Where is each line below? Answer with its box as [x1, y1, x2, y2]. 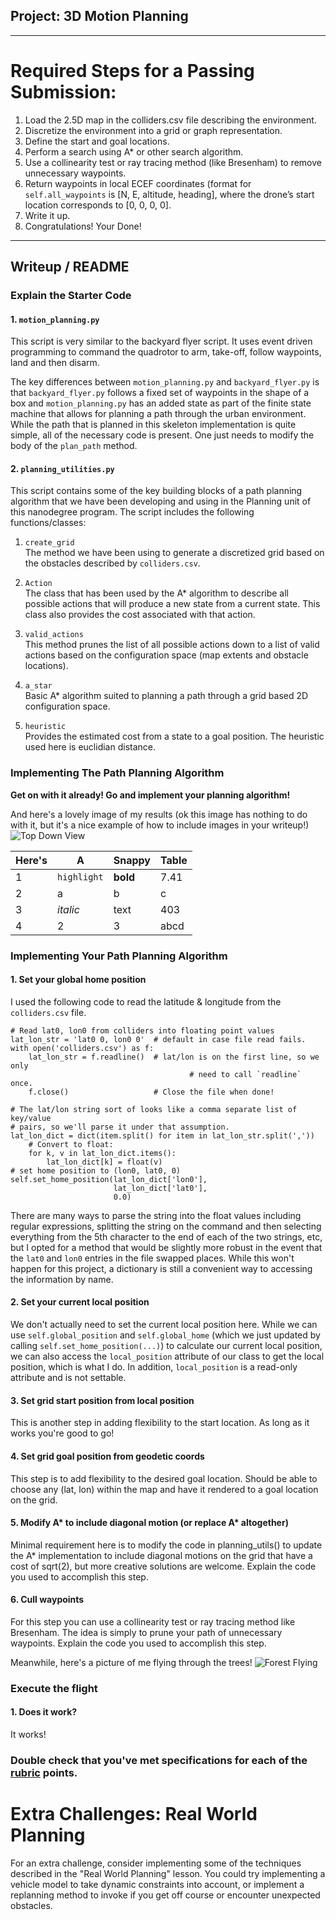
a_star [24, 681, 53, 691]
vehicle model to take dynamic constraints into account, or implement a [10, 1878, 305, 1890]
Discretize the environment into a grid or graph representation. [24, 124, 283, 136]
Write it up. [24, 209, 71, 221]
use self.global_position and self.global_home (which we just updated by [10, 1329, 321, 1341]
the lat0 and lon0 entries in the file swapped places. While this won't [10, 1252, 295, 1264]
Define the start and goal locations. [24, 135, 170, 147]
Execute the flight [10, 1681, 98, 1695]
